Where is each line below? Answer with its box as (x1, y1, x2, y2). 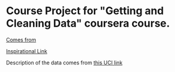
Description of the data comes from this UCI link (6, 59, 123, 66)
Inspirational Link (6, 47, 48, 54)
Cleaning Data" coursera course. (6, 17, 170, 30)
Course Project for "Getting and (6, 4, 164, 18)
